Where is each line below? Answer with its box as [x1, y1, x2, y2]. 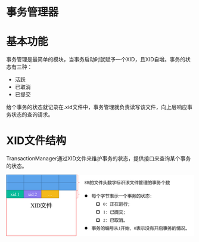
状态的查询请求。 [11, 111, 54, 118]
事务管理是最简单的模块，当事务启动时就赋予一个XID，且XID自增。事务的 [6, 56, 186, 63]
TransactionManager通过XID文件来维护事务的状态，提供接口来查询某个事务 [6, 155, 191, 162]
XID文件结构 [6, 134, 67, 148]
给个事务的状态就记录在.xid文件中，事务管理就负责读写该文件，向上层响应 [6, 104, 188, 111]
